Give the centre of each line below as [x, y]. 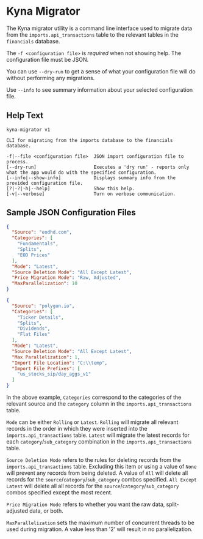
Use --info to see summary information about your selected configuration [100, 89]
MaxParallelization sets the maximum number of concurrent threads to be [101, 523]
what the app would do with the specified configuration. [81, 173]
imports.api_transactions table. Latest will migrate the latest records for [98, 435]
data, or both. [46, 511]
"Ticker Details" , [41, 317]
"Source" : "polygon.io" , [43, 306]
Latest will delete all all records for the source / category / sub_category [93, 486]
